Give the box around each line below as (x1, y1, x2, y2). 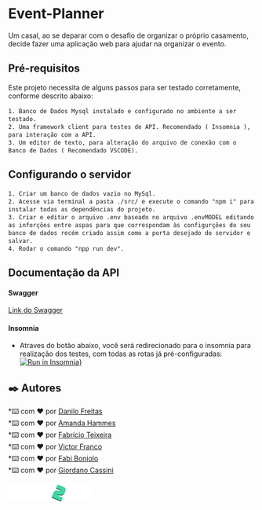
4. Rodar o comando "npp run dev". (8, 244, 125, 252)
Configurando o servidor (8, 168, 132, 182)
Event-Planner (8, 5, 104, 23)
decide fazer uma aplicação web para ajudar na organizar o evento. (8, 39, 227, 48)
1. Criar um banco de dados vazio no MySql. (8, 189, 156, 197)
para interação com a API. (8, 130, 96, 138)
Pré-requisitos (8, 62, 81, 75)
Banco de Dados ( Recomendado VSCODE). (8, 146, 139, 154)
